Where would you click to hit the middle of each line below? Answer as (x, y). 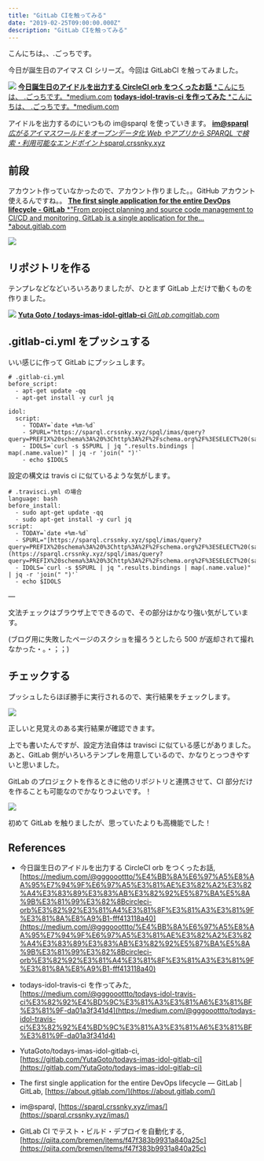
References (37, 848)
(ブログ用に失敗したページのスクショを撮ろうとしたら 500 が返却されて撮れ (131, 638)
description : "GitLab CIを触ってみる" (68, 30)
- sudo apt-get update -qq (59, 512)
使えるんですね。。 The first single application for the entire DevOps (119, 201)
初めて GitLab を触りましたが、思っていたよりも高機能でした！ (110, 822)
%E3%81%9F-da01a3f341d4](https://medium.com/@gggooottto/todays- (137, 1010)
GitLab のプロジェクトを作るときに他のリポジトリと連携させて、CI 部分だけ (130, 781)
